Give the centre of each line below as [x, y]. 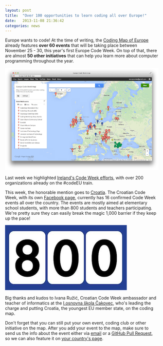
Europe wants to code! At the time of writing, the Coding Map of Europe [77, 40]
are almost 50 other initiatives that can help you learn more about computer [81, 56]
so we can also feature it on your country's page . [54, 338]
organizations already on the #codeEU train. [49, 183]
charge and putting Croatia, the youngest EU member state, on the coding [79, 308]
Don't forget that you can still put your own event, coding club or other [76, 323]
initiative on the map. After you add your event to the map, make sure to [77, 328]
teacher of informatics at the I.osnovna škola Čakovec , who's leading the [78, 303]
